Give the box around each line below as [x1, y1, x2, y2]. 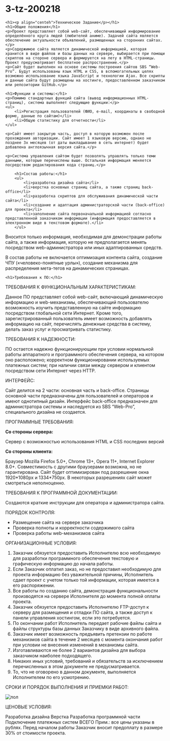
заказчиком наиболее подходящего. [12, 652, 93, 659]
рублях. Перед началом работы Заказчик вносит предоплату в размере [5, 724, 163, 730]
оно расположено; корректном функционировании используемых [5, 357, 150, 363]
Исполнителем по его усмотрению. [12, 674, 91, 680]
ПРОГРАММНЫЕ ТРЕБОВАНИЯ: [5, 418, 74, 425]
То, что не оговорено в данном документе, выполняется [12, 669, 136, 675]
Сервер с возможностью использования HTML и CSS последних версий [5, 438, 164, 444]
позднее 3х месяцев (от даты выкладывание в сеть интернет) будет [5, 140, 149, 145]
